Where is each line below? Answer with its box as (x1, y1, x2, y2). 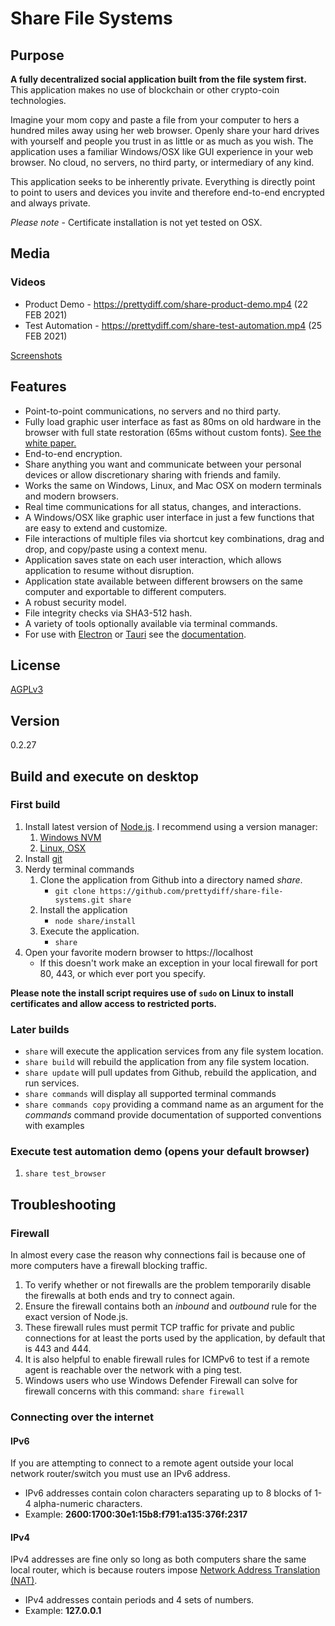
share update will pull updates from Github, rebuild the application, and (24, 1067, 317, 1079)
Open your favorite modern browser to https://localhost (24, 946, 254, 958)
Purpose (10, 47, 65, 64)
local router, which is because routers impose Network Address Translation (10, 1564, 321, 1576)
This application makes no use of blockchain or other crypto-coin (10, 84, 280, 96)
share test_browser (24, 1169, 107, 1179)
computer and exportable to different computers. (24, 585, 227, 597)
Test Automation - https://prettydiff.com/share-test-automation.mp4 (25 (24, 319, 323, 331)
